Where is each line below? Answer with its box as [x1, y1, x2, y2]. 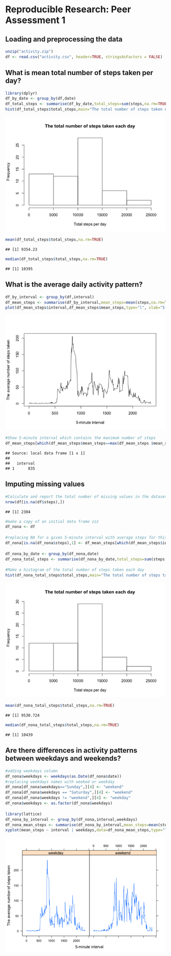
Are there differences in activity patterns [5, 746, 137, 755]
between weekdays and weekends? [5, 754, 121, 763]
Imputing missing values [5, 480, 85, 488]
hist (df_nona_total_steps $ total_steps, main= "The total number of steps [5, 573, 160, 578]
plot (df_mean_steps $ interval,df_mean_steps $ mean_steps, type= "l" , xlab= [5, 305, 160, 310]
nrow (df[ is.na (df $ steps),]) [5, 499, 65, 504]
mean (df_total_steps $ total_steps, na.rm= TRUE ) [5, 237, 103, 242]
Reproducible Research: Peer [5, 4, 131, 15]
